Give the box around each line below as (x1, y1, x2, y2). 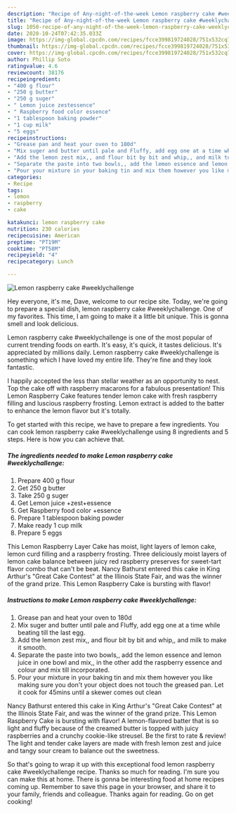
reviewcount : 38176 (7, 69, 65, 76)
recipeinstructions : (7, 134, 68, 141)
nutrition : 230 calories (7, 226, 80, 233)
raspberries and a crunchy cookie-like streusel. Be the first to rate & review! (7, 731, 226, 740)
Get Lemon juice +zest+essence (17, 498, 112, 507)
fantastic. (7, 363, 34, 371)
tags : (7, 187, 23, 194)
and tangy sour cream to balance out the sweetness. (7, 746, 160, 755)
